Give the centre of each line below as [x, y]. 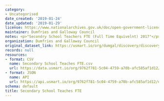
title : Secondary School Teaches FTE [43, 91]
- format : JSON [20, 73]
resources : [16, 55]
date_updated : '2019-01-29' [34, 23]
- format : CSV [20, 59]
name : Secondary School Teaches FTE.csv [51, 64]
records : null [20, 50]
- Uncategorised [21, 14]
